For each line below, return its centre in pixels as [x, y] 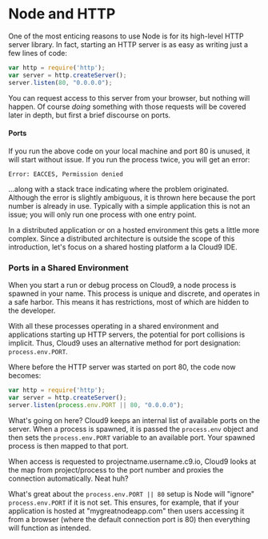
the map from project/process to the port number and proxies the [116, 469]
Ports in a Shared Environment [69, 267]
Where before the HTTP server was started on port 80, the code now [122, 367]
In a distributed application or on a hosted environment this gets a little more [134, 230]
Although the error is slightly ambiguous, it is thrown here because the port [132, 198]
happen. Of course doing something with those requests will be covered [127, 106]
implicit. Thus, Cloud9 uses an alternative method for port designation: [125, 343]
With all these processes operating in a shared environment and [114, 326]
